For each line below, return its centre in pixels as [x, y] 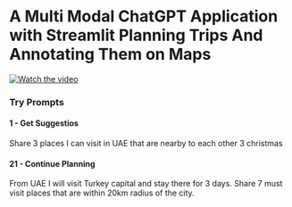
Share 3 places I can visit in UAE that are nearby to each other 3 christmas [146, 144]
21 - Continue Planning [52, 163]
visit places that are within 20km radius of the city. [102, 193]
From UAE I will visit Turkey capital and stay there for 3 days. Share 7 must [146, 184]
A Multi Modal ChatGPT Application [144, 17]
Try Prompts [37, 102]
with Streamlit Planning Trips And [136, 35]
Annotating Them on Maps [110, 54]
